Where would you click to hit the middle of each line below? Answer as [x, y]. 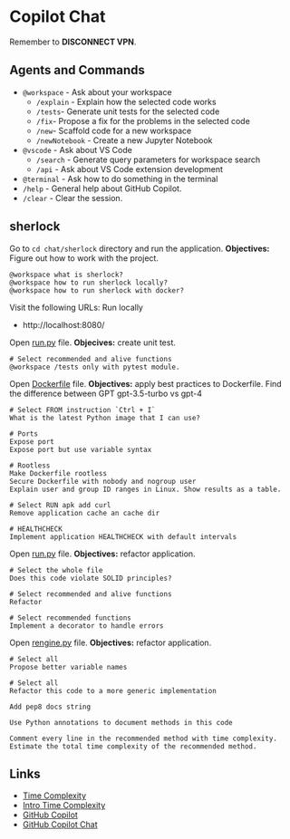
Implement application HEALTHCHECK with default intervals [123, 536]
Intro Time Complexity [64, 805]
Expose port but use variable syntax [81, 449]
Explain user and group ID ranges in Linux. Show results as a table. [145, 489]
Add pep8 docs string [50, 707]
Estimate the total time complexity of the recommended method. [133, 746]
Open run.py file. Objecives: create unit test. [93, 342]
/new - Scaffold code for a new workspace [114, 130]
